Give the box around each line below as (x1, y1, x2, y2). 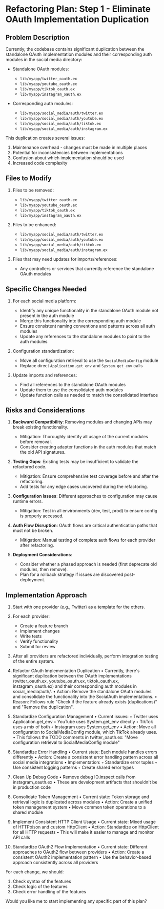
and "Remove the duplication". (12, 704, 74, 710)
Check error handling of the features (12, 889, 86, 895)
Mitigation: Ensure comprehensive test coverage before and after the (20, 473, 159, 479)
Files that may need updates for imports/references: (12, 256, 118, 262)
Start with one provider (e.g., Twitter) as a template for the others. (12, 604, 145, 610)
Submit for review (20, 644, 56, 650)
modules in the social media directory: (5, 57, 82, 62)
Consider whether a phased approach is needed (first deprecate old (20, 561, 157, 567)
